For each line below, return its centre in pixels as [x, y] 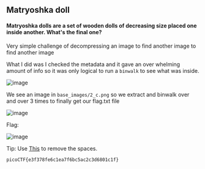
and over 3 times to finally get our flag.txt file [63, 101]
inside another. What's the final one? [54, 32]
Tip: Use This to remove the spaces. [52, 148]
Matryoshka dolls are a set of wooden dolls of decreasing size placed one [102, 25]
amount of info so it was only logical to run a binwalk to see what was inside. [103, 70]
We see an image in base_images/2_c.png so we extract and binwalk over [98, 94]
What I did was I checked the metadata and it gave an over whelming [93, 64]
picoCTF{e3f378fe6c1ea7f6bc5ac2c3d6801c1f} [63, 160]
